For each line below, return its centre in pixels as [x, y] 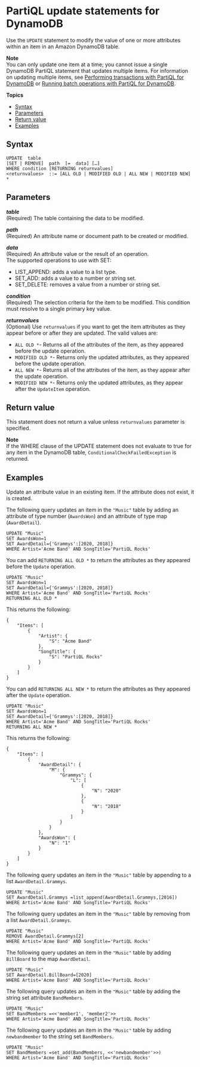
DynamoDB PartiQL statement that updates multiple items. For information [97, 70]
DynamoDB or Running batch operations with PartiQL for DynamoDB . [91, 83]
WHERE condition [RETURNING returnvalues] [60, 168]
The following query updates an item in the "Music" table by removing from [98, 914]
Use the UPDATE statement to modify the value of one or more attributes [93, 40]
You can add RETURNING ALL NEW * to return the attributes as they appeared [98, 689]
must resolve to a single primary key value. [59, 309]
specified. [19, 428]
